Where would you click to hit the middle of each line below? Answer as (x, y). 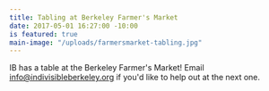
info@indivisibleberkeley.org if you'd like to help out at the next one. (135, 78)
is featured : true (43, 34)
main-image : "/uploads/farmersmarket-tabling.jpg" (106, 42)
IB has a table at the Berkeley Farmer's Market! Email (107, 68)
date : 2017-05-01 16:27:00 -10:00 (74, 26)
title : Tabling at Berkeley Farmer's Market (94, 17)
